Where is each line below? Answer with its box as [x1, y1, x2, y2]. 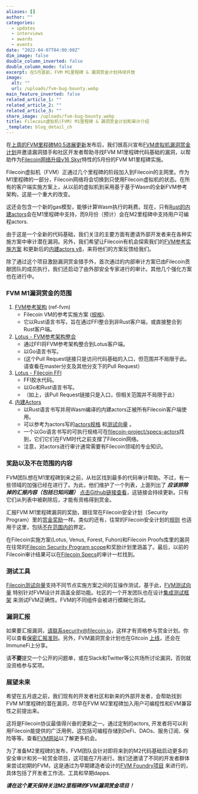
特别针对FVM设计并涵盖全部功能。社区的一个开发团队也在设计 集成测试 [12, 589, 184, 596]
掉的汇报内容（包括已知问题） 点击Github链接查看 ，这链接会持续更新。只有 [6, 489, 189, 496]
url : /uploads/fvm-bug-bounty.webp [11, 86, 99, 92]
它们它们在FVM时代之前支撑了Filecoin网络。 [34, 435, 142, 443]
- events [11, 42, 33, 48]
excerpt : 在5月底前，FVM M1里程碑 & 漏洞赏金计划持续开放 [6, 69, 136, 75]
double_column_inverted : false [6, 58, 83, 64]
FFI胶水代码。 [23, 376, 57, 383]
